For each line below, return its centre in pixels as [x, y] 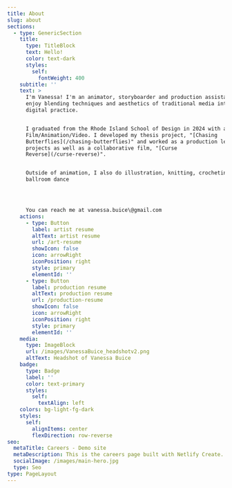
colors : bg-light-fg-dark [57, 410]
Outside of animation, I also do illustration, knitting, [110, 173]
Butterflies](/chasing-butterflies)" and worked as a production [121, 142]
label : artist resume [63, 229]
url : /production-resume [68, 300]
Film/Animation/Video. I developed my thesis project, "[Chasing [121, 135]
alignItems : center [60, 429]
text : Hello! [44, 53]
